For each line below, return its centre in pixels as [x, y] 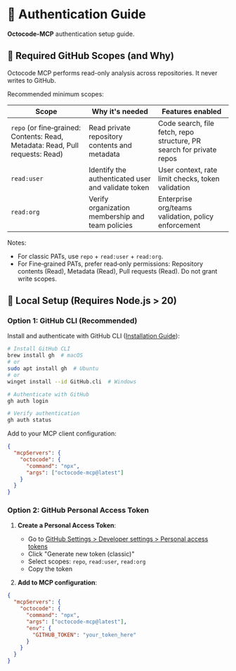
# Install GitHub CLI [39, 349]
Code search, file [186, 123]
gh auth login [28, 401]
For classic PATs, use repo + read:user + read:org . [90, 256]
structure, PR [179, 141]
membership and [117, 216]
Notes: [17, 243]
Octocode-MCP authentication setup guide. [71, 34]
